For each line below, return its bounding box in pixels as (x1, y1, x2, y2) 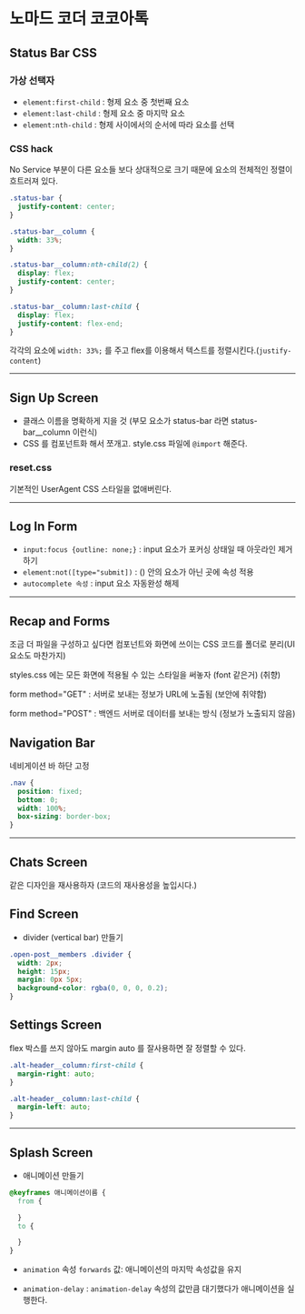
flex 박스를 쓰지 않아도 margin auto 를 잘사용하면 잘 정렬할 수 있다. (9, 1042, 247, 1053)
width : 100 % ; (17, 804, 67, 813)
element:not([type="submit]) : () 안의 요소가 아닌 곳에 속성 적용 (22, 567, 254, 577)
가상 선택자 (9, 74, 55, 86)
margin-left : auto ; (17, 1102, 92, 1112)
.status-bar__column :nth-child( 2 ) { (9, 260, 148, 269)
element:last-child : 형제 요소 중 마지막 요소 (22, 107, 186, 118)
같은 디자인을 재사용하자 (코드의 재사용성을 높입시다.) (9, 879, 198, 891)
